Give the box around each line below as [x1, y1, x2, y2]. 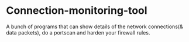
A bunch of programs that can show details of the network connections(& [6, 23, 183, 30]
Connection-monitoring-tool [6, 4, 147, 17]
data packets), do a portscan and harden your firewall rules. [6, 29, 150, 36]
